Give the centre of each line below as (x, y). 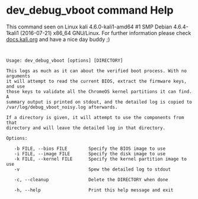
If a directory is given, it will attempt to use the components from (95, 117)
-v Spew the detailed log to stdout (92, 169)
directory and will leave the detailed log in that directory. (86, 128)
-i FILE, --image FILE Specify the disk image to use (90, 154)
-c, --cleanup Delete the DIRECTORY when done (91, 179)
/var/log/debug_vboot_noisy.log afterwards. (62, 107)
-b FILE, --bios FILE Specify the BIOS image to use (90, 149)
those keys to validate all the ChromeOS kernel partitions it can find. (99, 92)
